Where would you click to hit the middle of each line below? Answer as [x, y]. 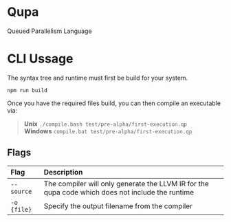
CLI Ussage [40, 59]
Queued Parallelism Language [49, 31]
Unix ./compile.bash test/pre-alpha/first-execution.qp [106, 124]
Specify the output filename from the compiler [118, 206]
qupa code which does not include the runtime [119, 192]
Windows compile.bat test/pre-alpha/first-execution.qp [108, 131]
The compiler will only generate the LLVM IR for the [126, 184]
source [21, 191]
